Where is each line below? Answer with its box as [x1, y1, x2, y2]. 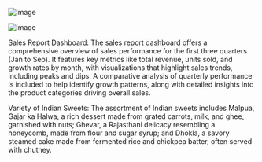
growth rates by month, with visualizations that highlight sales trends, [8, 63, 233, 72]
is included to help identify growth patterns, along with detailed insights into [8, 79, 254, 89]
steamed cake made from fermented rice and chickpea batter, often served [8, 137, 253, 145]
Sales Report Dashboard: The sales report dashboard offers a [8, 38, 208, 47]
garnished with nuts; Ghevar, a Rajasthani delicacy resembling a [8, 120, 216, 129]
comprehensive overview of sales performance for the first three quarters [8, 46, 248, 55]
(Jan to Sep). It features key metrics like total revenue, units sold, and [8, 55, 233, 64]
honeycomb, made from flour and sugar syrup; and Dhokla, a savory [8, 128, 230, 138]
